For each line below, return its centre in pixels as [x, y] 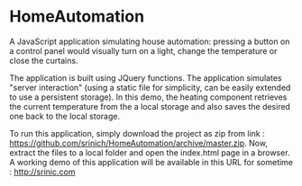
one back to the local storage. [64, 116]
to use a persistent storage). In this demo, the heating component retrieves [148, 97]
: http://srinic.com [42, 172]
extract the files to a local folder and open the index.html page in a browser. [150, 152]
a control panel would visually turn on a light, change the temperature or [143, 50]
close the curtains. [44, 60]
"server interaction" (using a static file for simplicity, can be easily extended [150, 87]
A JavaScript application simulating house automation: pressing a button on [150, 41]
